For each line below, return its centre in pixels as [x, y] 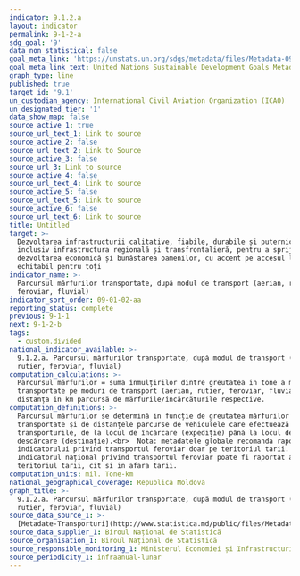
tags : [19, 333]
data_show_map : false [50, 117]
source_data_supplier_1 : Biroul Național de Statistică [115, 532]
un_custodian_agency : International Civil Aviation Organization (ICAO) [147, 100]
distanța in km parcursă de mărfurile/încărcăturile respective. [142, 400]
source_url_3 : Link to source [66, 167]
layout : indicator [43, 26]
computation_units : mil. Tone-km [71, 474]
